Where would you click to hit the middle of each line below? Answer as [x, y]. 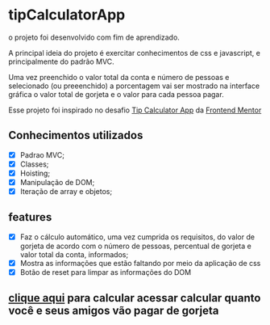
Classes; [34, 164]
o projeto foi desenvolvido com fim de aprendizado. [94, 37]
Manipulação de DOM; [57, 182]
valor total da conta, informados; [74, 254]
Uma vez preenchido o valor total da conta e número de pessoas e [119, 77]
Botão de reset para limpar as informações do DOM [106, 272]
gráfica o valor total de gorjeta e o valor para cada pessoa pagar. [116, 94]
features [30, 217]
